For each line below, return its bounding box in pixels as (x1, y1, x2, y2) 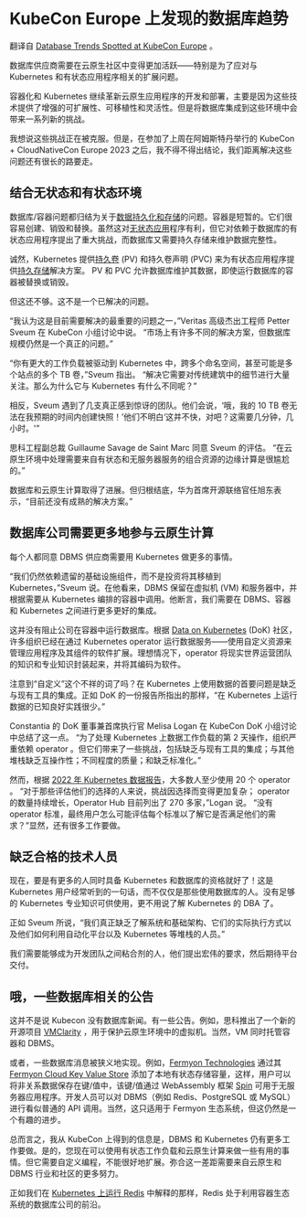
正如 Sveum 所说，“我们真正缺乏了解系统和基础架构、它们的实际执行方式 (9, 917, 284, 928)
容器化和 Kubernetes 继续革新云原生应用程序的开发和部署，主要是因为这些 (9, 91, 290, 101)
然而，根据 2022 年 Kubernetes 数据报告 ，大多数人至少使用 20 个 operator (9, 774, 291, 785)
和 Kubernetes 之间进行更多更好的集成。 (9, 604, 162, 615)
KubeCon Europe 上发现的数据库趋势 (9, 8, 290, 29)
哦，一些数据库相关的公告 (9, 988, 153, 1004)
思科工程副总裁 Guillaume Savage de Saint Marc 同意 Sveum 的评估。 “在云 (9, 442, 292, 453)
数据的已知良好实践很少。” (9, 700, 106, 711)
